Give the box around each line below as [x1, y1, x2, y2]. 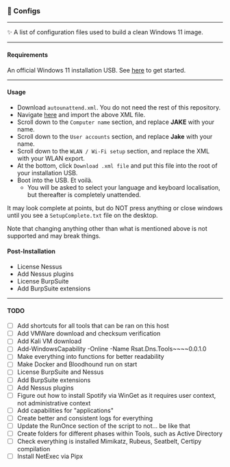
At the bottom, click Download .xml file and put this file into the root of [16, 161, 218, 170]
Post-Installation [7, 247, 56, 255]
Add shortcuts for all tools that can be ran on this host [16, 322, 169, 330]
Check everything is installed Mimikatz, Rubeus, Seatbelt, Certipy [16, 437, 202, 445]
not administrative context [16, 399, 91, 407]
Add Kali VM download [16, 337, 82, 345]
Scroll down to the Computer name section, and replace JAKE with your [16, 118, 215, 126]
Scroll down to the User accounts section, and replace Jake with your [16, 132, 213, 140]
